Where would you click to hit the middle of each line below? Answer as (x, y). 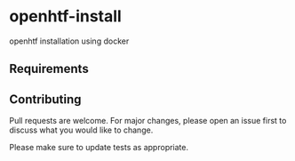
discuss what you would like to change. (81, 130)
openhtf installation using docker (69, 41)
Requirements (49, 69)
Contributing (45, 99)
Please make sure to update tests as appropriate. (99, 148)
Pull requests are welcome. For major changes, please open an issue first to (148, 121)
